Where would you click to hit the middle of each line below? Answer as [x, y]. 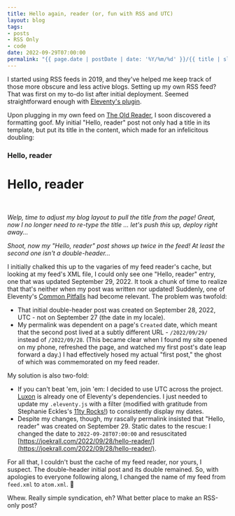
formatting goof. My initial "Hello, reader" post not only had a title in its [109, 122]
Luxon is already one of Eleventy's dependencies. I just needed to [112, 396]
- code [17, 46]
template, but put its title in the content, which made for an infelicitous [108, 129]
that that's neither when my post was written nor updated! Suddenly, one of [116, 289]
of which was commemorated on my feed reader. [88, 361]
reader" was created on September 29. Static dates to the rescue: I [114, 426]
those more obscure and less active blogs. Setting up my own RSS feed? [112, 86]
